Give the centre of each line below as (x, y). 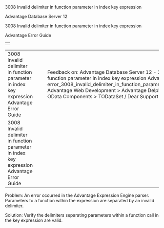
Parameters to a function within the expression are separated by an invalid (80, 201)
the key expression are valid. (34, 220)
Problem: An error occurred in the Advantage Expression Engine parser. (77, 195)
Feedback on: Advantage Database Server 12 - (102, 72)
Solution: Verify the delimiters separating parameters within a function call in (82, 215)
